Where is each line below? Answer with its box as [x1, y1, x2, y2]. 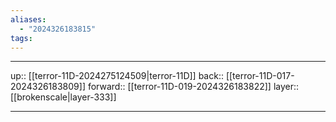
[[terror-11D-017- [225, 70, 295, 82]
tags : [10, 33, 33, 43]
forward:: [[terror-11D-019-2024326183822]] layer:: [87, 81, 300, 93]
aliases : [10, 14, 47, 25]
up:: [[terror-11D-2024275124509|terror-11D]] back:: [10, 70, 224, 82]
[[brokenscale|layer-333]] [10, 91, 117, 103]
